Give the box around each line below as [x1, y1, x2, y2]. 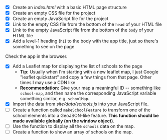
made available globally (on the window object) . [12, 118, 114, 124]
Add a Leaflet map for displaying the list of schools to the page [12, 63, 143, 69]
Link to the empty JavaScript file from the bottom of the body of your [12, 27, 154, 33]
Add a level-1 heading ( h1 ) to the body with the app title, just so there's [12, 38, 159, 44]
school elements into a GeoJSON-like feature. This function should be [12, 112, 159, 118]
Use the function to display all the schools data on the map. [12, 123, 135, 129]
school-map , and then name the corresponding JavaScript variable [20, 90, 156, 96]
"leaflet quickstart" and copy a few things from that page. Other [20, 74, 152, 80]
